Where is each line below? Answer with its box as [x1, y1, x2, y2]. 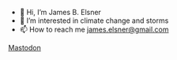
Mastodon [8, 43, 41, 52]
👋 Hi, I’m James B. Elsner [19, 8, 101, 17]
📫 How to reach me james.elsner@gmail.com [19, 24, 169, 34]
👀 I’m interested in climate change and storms [19, 16, 169, 25]
